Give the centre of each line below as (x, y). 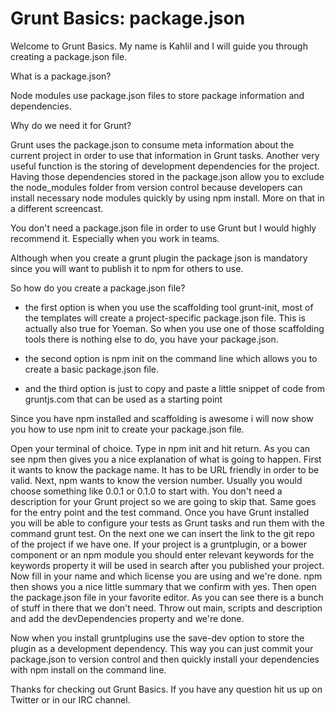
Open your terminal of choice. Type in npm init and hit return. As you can (160, 448)
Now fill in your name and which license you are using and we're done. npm (166, 576)
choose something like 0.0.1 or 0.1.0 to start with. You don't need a (146, 491)
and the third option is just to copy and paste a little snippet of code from (175, 388)
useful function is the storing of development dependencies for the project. (165, 166)
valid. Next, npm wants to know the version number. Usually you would (156, 480)
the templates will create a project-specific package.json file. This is (165, 318)
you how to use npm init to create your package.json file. (127, 429)
